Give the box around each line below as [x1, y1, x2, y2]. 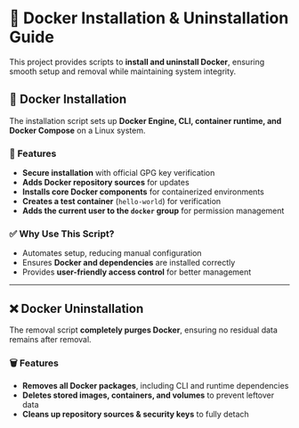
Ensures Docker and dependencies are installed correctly [21, 258, 236, 268]
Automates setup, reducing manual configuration [21, 248, 202, 259]
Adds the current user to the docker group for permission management [21, 205, 285, 217]
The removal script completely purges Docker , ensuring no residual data [9, 325, 279, 335]
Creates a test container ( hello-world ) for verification [21, 196, 222, 207]
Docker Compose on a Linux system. [9, 125, 146, 136]
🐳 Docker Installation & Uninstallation [9, 8, 289, 29]
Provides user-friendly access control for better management [21, 267, 252, 277]
